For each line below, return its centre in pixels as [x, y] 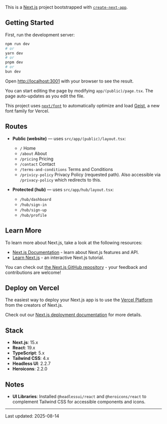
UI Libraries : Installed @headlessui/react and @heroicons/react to [79, 396]
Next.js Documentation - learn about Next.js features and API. [76, 252]
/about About [33, 153]
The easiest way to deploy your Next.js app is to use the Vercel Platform [79, 300]
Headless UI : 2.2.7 [31, 364]
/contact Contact [38, 164]
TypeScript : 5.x [28, 353]
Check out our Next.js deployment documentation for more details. [74, 315]
